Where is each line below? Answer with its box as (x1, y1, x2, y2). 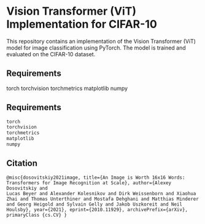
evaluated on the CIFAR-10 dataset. (6, 50, 96, 58)
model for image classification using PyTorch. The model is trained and (6, 44, 186, 51)
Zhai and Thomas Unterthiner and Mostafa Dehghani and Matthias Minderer (6, 196, 199, 202)
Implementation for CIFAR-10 (6, 17, 158, 31)
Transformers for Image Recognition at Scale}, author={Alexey (6, 179, 172, 186)
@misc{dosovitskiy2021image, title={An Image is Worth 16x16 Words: (6, 174, 185, 181)
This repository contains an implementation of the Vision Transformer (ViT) (6, 37, 196, 45)
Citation (6, 158, 38, 169)
